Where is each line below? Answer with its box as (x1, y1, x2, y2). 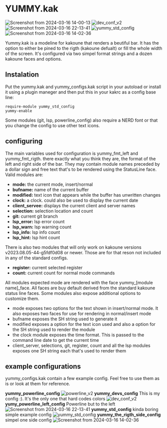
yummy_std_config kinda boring (91, 406, 159, 412)
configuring (5, 137, 43, 146)
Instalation (5, 71, 39, 79)
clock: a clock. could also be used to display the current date (12, 197, 139, 203)
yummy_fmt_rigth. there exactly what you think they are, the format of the (5, 156, 156, 162)
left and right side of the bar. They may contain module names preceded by (5, 161, 161, 167)
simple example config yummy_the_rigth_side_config (5, 411, 161, 418)
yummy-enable (5, 108, 32, 113)
